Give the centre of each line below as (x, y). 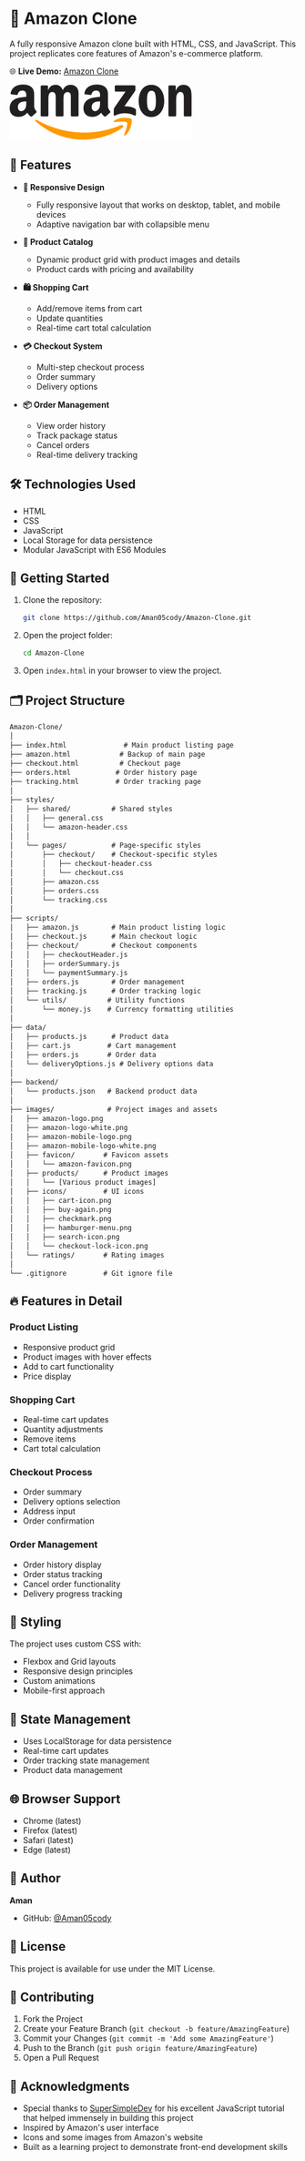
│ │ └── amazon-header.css (69, 827)
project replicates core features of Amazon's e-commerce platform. (137, 53)
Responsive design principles (78, 1671)
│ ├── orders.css (55, 891)
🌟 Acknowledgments (70, 2086)
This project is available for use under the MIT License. (112, 1968)
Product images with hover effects (87, 1357)
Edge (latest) (46, 1850)
